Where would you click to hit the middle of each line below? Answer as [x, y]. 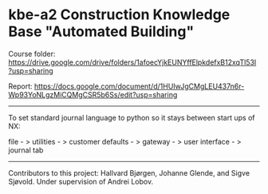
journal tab [26, 150]
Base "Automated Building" [101, 32]
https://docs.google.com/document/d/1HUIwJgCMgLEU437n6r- [139, 86]
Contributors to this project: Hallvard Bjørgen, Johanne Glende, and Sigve [129, 172]
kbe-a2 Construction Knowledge [119, 15]
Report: [21, 86]
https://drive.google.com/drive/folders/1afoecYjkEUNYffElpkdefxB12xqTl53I [132, 62]
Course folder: [32, 53]
